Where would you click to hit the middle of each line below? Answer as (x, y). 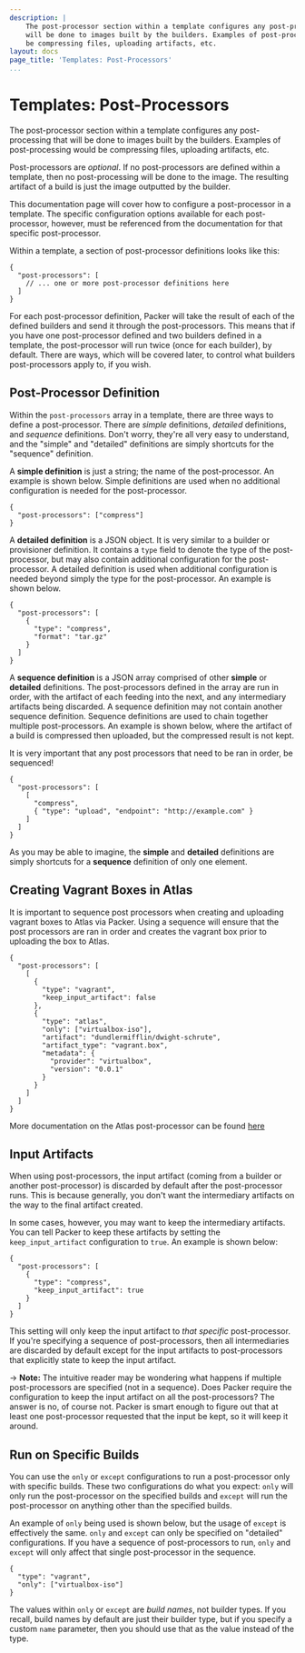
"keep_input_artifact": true (89, 1291)
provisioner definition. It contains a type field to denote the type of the (140, 549)
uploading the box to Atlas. (59, 941)
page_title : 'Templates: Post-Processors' (91, 60)
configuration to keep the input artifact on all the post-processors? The (142, 1398)
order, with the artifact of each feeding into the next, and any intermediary (148, 696)
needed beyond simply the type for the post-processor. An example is (140, 578)
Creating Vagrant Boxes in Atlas (101, 891)
